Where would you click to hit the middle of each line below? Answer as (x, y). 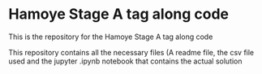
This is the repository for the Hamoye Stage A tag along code (111, 37)
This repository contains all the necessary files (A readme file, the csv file (131, 52)
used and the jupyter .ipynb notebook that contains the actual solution (125, 61)
